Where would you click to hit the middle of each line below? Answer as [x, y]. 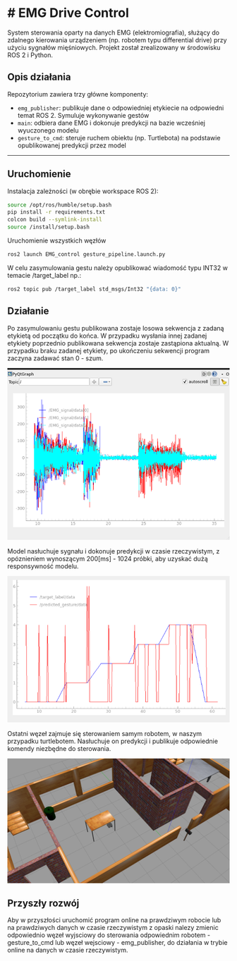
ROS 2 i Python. [30, 55]
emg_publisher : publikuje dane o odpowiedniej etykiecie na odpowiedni [121, 108]
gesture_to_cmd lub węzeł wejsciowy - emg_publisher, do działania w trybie [117, 943]
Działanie [28, 311]
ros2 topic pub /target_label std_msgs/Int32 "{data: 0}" [94, 289]
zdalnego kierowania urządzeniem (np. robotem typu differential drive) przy [117, 39]
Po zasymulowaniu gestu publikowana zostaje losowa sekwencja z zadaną [116, 328]
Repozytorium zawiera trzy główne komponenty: [78, 94]
